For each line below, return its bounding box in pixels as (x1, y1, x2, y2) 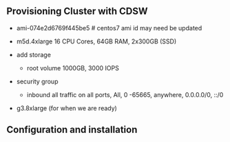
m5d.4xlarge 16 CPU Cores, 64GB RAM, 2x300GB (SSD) (16, 37, 177, 45)
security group (16, 77, 59, 85)
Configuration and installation (6, 124, 138, 136)
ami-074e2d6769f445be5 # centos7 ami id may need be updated (16, 23, 202, 32)
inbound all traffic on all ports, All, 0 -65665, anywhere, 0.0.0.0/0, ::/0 (26, 90, 224, 99)
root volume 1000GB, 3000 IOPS (26, 63, 120, 72)
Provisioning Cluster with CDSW (6, 6, 148, 17)
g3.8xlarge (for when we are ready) (16, 103, 118, 112)
